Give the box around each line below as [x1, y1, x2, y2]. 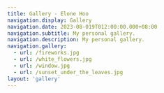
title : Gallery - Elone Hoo [7, 10, 89, 17]
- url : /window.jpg [13, 62, 70, 69]
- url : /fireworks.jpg [13, 50, 80, 57]
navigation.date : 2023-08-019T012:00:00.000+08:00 [7, 23, 158, 30]
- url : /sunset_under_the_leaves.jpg [13, 69, 124, 76]
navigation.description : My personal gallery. [7, 36, 145, 43]
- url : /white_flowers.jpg [13, 56, 92, 63]
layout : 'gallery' [7, 75, 61, 83]
